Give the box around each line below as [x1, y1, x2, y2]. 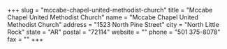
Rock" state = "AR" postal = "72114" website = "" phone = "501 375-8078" [7, 28, 221, 36]
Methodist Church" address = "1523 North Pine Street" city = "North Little [7, 21, 220, 28]
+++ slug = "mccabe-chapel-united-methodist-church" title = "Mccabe [7, 6, 213, 14]
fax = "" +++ [7, 35, 44, 43]
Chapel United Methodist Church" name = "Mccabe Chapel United [7, 13, 199, 21]
